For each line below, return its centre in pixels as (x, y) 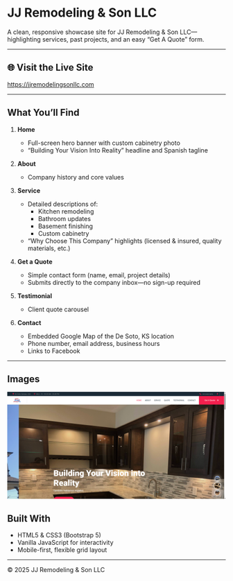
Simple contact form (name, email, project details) (99, 275)
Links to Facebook (54, 351)
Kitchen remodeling (66, 211)
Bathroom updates (64, 218)
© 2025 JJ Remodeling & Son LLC (56, 570)
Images (24, 379)
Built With (29, 518)
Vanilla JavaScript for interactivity (65, 543)
